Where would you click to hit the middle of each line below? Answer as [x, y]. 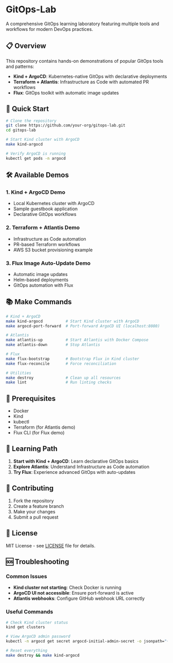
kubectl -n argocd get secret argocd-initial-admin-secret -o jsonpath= [85, 641]
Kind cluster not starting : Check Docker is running [67, 587]
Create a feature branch [39, 506]
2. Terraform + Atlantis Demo [43, 228]
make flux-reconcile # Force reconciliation [61, 363]
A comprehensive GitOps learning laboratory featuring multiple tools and [83, 24]
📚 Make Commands [39, 302]
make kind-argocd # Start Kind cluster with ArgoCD [73, 321]
